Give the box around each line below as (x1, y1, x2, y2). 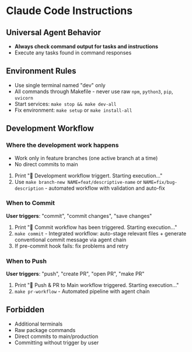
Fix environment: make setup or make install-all (14, 107, 132, 114)
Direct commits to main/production (14, 333, 99, 340)
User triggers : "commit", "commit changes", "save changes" (6, 212, 152, 219)
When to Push (6, 257, 47, 265)
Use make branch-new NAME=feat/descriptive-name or (14, 178, 142, 185)
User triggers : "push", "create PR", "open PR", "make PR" (6, 271, 145, 278)
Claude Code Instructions (6, 4, 133, 18)
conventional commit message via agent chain (14, 236, 127, 243)
